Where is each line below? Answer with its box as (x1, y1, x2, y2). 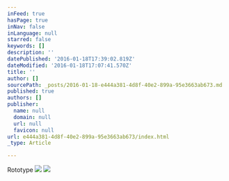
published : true (7, 88, 54, 95)
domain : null (13, 113, 52, 120)
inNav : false (7, 23, 45, 30)
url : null (13, 120, 42, 127)
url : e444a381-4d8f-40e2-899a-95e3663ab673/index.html (7, 133, 170, 140)
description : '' (7, 49, 54, 56)
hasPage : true (7, 17, 49, 24)
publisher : (7, 101, 39, 108)
